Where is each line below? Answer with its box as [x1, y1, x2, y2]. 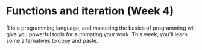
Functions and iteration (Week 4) [6, 4, 174, 18]
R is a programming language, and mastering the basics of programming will [6, 24, 196, 31]
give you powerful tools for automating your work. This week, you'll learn [6, 30, 188, 37]
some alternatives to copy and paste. [6, 37, 98, 44]
